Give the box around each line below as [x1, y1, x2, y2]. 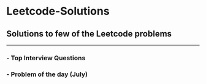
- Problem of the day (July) [6, 70, 88, 79]
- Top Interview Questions [6, 54, 86, 62]
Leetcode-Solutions [6, 4, 110, 18]
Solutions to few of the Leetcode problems [6, 29, 172, 39]
